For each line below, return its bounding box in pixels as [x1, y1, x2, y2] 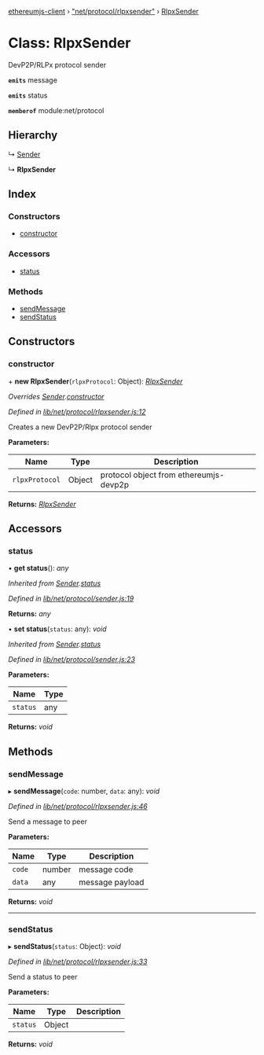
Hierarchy [8, 129, 58, 142]
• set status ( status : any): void [8, 624, 108, 634]
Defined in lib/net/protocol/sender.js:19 [8, 594, 134, 604]
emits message [8, 75, 57, 85]
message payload [78, 877, 145, 888]
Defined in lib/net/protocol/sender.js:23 [8, 655, 136, 664]
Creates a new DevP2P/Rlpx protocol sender [8, 422, 152, 432]
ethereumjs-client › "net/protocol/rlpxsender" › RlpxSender [8, 7, 199, 16]
